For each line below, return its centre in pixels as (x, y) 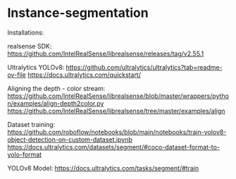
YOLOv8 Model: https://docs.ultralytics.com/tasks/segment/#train (103, 168)
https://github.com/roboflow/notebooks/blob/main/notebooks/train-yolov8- (117, 132)
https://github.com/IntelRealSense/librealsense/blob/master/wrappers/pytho (118, 96)
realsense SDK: (30, 46)
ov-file (17, 75)
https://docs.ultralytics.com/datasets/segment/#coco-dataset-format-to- (114, 147)
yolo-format (25, 154)
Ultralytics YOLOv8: (36, 67)
